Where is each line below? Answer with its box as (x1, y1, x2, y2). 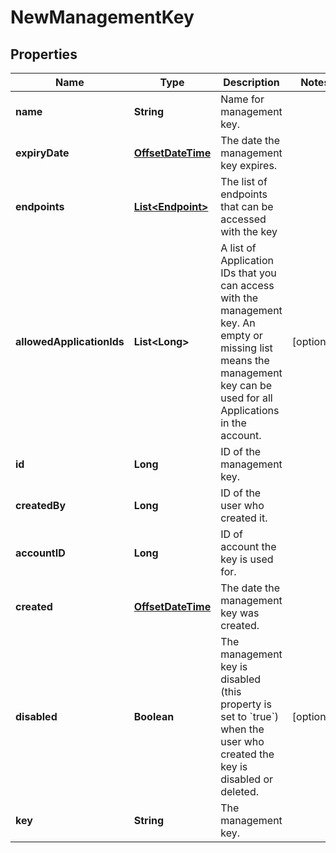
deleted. (220, 785, 260, 798)
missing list (220, 341, 273, 355)
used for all (220, 391, 273, 405)
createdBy (15, 499, 67, 512)
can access (220, 279, 275, 292)
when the (220, 722, 265, 736)
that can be (220, 200, 274, 213)
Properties (10, 46, 78, 63)
